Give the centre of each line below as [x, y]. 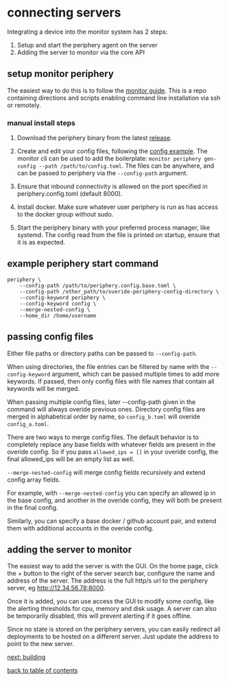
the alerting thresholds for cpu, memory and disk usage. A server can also [112, 609]
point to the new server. [40, 644]
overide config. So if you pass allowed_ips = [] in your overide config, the [113, 451]
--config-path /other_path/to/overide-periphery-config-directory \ [119, 291]
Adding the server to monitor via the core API [81, 52]
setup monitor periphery [61, 74]
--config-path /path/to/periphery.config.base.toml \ [98, 286]
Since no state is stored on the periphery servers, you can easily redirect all [114, 629]
